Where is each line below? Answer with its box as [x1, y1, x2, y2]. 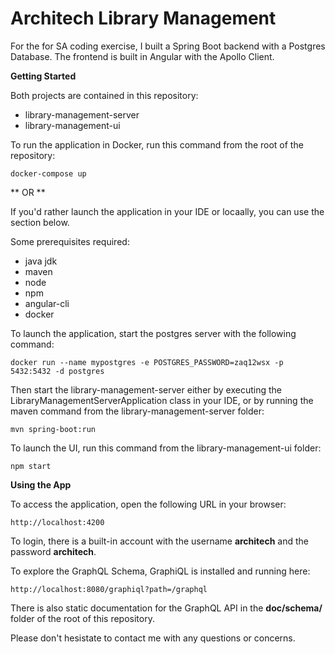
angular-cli [24, 297, 70, 309]
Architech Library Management [10, 7, 277, 30]
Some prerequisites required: [10, 235, 130, 247]
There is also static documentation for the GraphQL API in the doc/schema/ [10, 602, 323, 614]
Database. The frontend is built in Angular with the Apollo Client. [10, 50, 275, 62]
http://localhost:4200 [10, 517, 105, 527]
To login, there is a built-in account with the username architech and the [10, 535, 310, 547]
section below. [10, 216, 70, 228]
